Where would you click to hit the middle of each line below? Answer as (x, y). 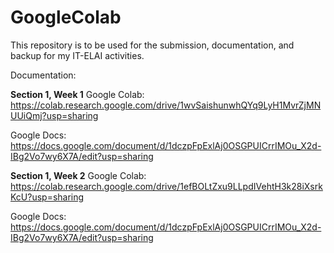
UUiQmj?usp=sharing (54, 115)
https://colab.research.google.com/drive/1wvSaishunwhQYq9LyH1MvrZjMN (166, 105)
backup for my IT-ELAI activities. (77, 55)
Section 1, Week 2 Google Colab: (78, 175)
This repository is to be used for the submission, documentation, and (152, 45)
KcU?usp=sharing (47, 197)
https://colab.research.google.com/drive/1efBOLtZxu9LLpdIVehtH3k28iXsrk (166, 186)
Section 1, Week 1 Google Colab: (77, 94)
